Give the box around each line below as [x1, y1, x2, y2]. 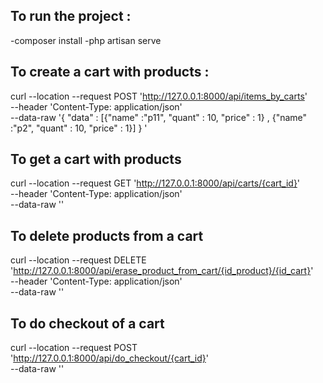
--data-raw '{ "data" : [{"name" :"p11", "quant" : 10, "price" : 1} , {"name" [10, 111, 308, 123]
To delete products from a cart [10, 227, 204, 244]
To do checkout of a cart [10, 315, 165, 332]
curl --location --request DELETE [10, 254, 147, 266]
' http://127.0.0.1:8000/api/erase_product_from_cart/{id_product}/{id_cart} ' [10, 265, 314, 277]
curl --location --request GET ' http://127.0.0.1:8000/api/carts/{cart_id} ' [10, 177, 301, 189]
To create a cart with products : [10, 64, 210, 81]
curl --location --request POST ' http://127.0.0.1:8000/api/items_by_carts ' [10, 90, 308, 102]
